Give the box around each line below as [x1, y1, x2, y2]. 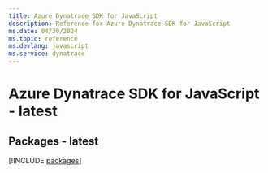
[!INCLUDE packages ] [8, 156, 82, 165]
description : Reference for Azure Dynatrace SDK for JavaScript [8, 19, 231, 28]
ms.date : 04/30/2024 [8, 27, 79, 35]
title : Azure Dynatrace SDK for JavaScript [8, 11, 158, 20]
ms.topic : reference [8, 34, 79, 43]
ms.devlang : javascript [8, 42, 89, 50]
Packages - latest [8, 134, 99, 148]
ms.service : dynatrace [8, 50, 85, 58]
